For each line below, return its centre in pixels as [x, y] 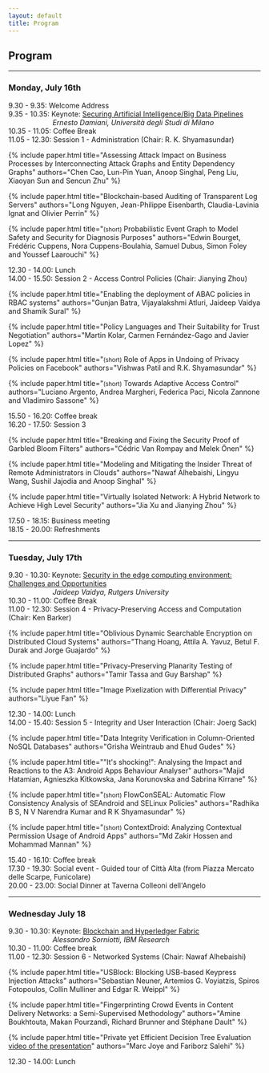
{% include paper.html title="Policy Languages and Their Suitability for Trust [134, 327]
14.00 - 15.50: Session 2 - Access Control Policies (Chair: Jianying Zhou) [128, 278]
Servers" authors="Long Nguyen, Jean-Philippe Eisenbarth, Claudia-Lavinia [134, 205]
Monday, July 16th [45, 87]
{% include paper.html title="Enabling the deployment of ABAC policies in [129, 294]
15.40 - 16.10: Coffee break [52, 860]
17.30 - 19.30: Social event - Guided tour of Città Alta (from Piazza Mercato [131, 868]
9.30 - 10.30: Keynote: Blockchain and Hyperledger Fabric [104, 931]
